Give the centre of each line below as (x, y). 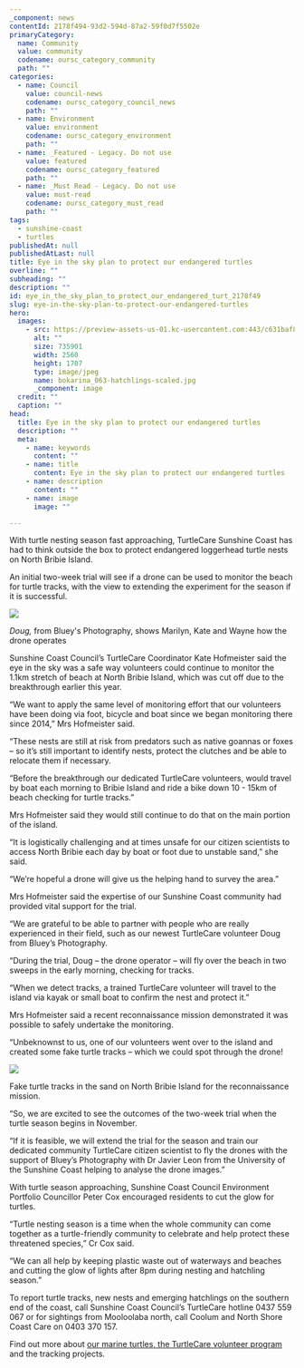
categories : (32, 77)
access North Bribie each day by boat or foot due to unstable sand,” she (144, 852)
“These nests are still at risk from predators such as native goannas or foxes (152, 742)
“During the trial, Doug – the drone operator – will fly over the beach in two (148, 961)
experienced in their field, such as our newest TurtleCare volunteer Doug (145, 934)
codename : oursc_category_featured (93, 170)
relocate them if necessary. (60, 761)
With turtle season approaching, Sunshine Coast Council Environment (139, 1188)
